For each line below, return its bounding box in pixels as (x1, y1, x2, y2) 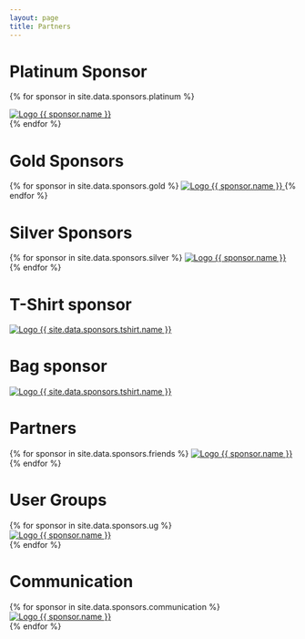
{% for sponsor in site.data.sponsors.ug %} (9, 520, 173, 531)
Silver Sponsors (9, 222, 133, 242)
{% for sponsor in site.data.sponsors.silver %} (9, 253, 183, 263)
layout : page (9, 13, 59, 23)
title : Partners (9, 22, 71, 31)
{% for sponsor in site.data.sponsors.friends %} (9, 448, 189, 459)
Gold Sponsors (9, 150, 125, 171)
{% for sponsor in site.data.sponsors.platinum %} (9, 91, 196, 102)
